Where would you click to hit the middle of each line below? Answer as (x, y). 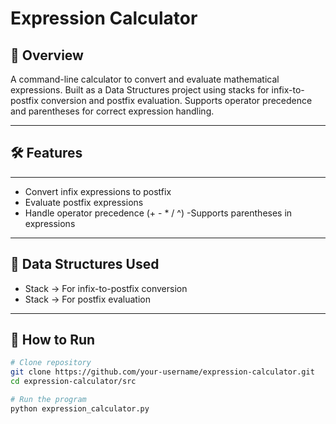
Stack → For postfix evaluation (87, 299)
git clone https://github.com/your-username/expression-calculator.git (162, 372)
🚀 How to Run (53, 340)
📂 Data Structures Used (85, 264)
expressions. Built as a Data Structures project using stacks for (140, 90)
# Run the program (48, 400)
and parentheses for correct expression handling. (112, 111)
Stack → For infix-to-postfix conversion (106, 288)
